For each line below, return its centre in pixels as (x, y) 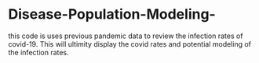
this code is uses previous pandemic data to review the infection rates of (126, 36)
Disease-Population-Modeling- (112, 14)
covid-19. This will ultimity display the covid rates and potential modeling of (130, 44)
